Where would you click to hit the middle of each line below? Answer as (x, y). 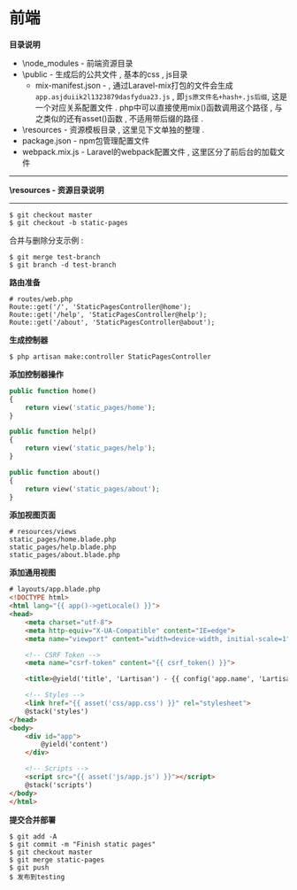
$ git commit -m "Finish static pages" (83, 844)
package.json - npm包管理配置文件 (86, 140)
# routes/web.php (41, 299)
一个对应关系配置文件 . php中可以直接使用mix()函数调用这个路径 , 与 (159, 107)
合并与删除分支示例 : (46, 240)
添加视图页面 (32, 515)
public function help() (53, 432)
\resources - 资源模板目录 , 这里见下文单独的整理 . (113, 129)
